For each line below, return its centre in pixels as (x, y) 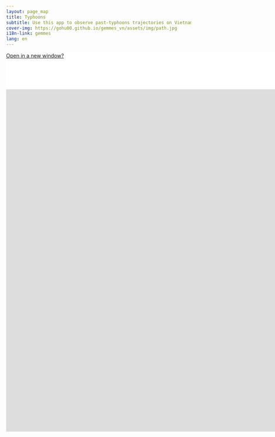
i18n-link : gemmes (28, 34)
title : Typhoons (26, 17)
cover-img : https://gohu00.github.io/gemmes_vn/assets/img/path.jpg (92, 28)
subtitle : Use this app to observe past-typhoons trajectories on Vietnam (100, 22)
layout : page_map (27, 11)
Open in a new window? (35, 56)
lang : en (17, 39)
